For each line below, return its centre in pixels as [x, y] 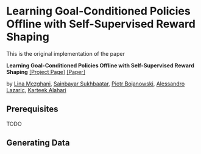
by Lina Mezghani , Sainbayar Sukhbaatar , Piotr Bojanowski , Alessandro [96, 84]
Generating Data [38, 143]
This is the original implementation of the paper [65, 53]
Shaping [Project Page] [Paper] [46, 72]
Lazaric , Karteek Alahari [37, 90]
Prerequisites [32, 109]
